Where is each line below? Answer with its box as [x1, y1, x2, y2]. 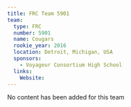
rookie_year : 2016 [13, 42, 67, 49]
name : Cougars [13, 36, 54, 43]
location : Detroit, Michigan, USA [13, 49, 113, 56]
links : [13, 68, 33, 75]
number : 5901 [13, 29, 51, 37]
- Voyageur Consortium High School [19, 61, 123, 68]
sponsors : [13, 55, 42, 62]
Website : [19, 74, 45, 81]
